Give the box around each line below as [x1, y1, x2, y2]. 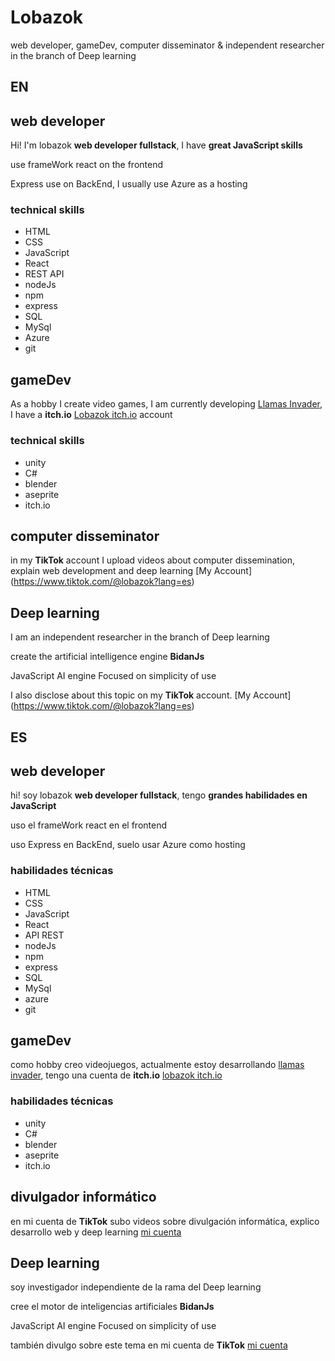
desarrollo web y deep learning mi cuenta [10, 1226, 182, 1238]
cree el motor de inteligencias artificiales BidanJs [10, 1301, 215, 1313]
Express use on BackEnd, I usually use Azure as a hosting [10, 178, 248, 190]
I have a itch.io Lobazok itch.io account [10, 409, 173, 421]
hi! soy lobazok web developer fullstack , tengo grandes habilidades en [10, 789, 308, 801]
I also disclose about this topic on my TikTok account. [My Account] [10, 689, 292, 701]
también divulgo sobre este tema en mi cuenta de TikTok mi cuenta [10, 1339, 288, 1351]
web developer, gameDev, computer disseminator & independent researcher [10, 39, 325, 51]
